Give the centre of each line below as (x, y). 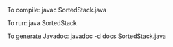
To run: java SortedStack (42, 23)
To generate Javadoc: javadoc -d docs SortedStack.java (87, 36)
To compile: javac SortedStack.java (57, 10)
